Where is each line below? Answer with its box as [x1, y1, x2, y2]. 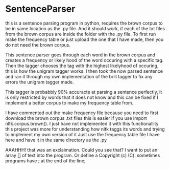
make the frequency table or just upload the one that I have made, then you [5, 36, 164, 43]
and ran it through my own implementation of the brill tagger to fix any [5, 73, 153, 79]
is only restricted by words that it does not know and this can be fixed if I [5, 94, 158, 100]
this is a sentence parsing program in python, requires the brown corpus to [5, 20, 163, 26]
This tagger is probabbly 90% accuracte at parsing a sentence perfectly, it [5, 89, 162, 95]
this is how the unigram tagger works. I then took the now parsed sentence [5, 68, 163, 74]
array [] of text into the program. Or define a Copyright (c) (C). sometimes [5, 152, 160, 158]
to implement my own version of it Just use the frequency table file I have [5, 131, 160, 137]
